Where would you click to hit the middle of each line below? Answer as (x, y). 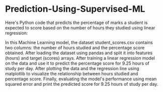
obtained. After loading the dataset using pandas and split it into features (79, 53)
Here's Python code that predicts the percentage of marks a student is (77, 23)
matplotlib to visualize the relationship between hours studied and (72, 73)
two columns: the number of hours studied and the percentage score (75, 47)
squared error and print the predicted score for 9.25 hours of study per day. (82, 84)
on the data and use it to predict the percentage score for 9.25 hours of (77, 63)
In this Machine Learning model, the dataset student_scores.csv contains (79, 42)
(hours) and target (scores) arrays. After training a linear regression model (80, 58)
